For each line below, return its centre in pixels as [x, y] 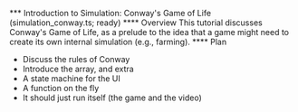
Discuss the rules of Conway [76, 59]
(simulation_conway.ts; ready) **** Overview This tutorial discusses [136, 23]
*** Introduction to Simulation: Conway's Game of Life [110, 13]
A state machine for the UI [71, 79]
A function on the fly [61, 88]
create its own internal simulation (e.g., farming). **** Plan [118, 42]
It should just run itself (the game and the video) [112, 98]
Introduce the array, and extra [78, 69]
